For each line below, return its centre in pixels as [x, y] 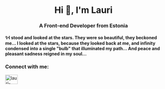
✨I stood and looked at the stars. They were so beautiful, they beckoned [81, 37]
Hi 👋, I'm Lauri [83, 10]
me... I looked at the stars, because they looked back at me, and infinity [80, 43]
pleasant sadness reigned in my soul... [46, 54]
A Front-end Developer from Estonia [83, 26]
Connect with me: [27, 67]
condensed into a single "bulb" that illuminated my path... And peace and [82, 48]
